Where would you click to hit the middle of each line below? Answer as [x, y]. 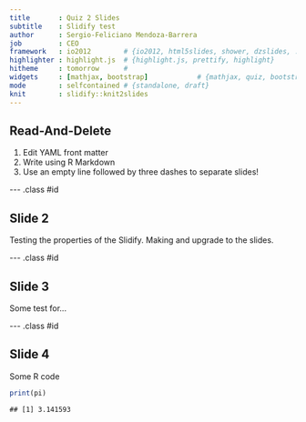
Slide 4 [30, 354]
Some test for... [38, 308]
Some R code [35, 376]
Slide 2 [30, 218]
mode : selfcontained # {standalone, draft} [109, 85]
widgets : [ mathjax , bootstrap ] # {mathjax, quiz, [138, 77]
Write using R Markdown [69, 162]
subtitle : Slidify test [63, 26]
